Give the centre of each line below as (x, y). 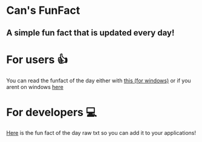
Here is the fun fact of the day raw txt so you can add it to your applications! (101, 133)
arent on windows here (35, 87)
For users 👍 (37, 59)
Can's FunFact (43, 11)
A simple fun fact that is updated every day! (90, 33)
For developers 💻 (52, 112)
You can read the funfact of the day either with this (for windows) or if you (99, 80)
